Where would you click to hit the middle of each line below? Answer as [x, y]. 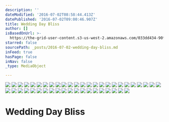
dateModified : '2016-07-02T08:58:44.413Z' [50, 15]
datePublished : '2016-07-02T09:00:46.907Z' [52, 19]
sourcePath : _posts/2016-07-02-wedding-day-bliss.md [62, 47]
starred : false [21, 43]
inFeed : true [19, 52]
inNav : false [19, 62]
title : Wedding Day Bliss [32, 24]
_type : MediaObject [26, 66]
